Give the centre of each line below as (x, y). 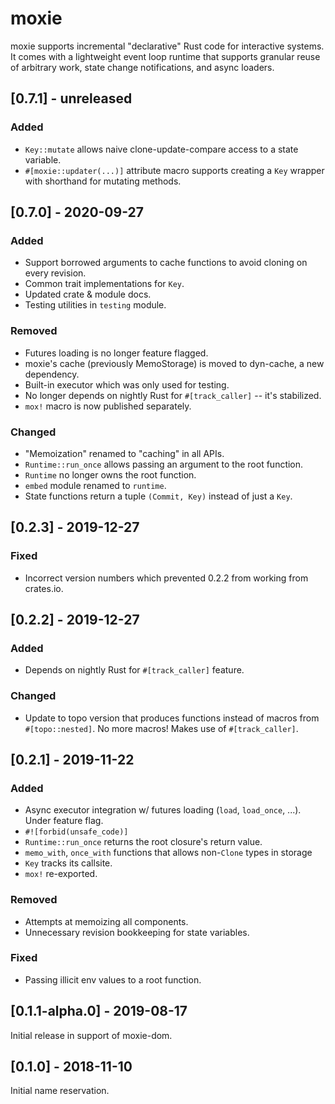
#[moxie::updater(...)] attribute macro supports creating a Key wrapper (174, 170)
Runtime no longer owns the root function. (110, 474)
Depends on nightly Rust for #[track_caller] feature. (134, 670)
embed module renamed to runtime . (95, 485)
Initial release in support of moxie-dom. (91, 1035)
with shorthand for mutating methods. (103, 181)
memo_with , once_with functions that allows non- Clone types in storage (168, 853)
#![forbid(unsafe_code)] (76, 832)
